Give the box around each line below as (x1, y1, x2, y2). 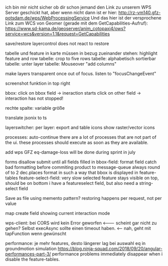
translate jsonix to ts (5, 115, 47, 121)
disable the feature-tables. (5, 256, 60, 262)
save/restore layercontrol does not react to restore (5, 41, 109, 47)
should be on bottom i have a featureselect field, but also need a (5, 180, 138, 186)
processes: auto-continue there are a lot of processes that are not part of (5, 134, 156, 140)
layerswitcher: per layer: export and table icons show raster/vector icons (5, 125, 155, 130)
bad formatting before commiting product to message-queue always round (5, 164, 160, 170)
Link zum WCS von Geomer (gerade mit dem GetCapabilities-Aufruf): (5, 20, 148, 26)
